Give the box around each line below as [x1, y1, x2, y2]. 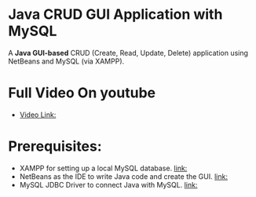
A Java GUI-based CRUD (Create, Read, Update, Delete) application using [8, 48, 249, 57]
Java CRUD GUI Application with [8, 5, 223, 24]
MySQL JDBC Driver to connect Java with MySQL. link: [19, 180, 198, 189]
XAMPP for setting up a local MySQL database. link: [19, 163, 188, 173]
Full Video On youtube [8, 84, 155, 102]
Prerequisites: [8, 137, 102, 155]
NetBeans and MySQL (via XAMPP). [8, 57, 125, 66]
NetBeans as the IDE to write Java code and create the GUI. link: [19, 171, 228, 181]
